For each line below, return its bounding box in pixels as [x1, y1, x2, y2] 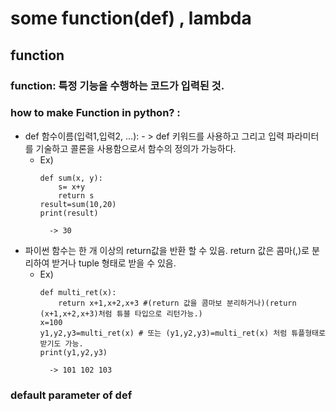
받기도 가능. [39, 338, 84, 349]
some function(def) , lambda [10, 7, 252, 30]
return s [58, 190, 95, 201]
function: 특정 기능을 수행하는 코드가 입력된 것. [10, 78, 225, 92]
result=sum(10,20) [39, 199, 117, 209]
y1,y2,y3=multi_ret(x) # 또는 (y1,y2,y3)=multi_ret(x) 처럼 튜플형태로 [39, 328, 326, 338]
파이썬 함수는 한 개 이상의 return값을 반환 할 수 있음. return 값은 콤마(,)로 [24, 244, 310, 256]
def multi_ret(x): [39, 287, 117, 297]
